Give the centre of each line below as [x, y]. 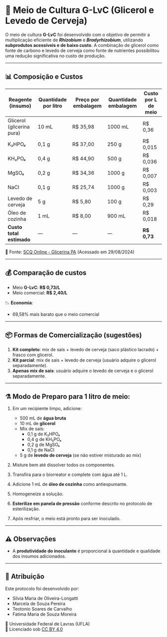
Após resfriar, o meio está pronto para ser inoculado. [66, 519]
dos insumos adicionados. [39, 556]
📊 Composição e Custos [44, 77]
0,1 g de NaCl [41, 450]
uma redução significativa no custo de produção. [55, 56]
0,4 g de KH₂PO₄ [44, 439]
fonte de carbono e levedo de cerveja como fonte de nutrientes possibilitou [82, 50]
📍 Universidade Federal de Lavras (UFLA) [48, 624]
